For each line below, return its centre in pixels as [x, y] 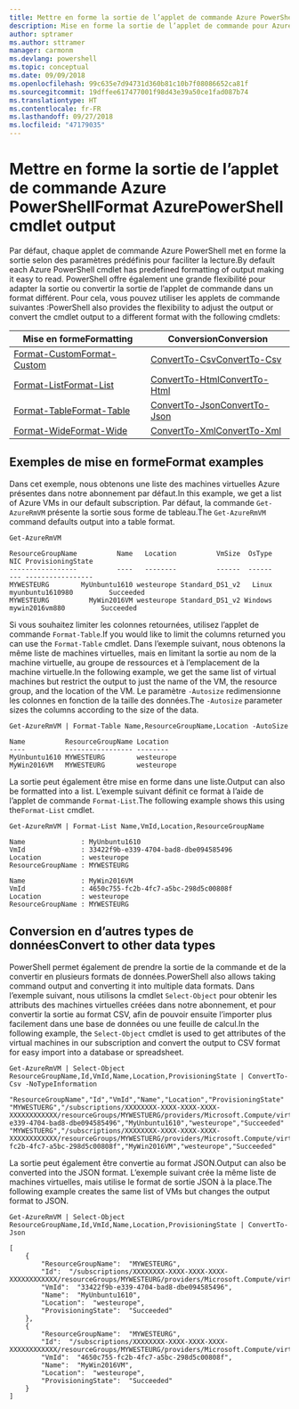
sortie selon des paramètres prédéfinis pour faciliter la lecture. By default [142, 260]
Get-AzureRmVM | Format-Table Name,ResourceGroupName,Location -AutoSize [149, 726]
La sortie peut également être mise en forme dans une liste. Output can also [147, 781]
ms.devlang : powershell [53, 59]
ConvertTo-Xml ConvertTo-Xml [216, 430]
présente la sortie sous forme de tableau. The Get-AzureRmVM [157, 512]
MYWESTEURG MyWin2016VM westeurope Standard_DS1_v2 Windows [141, 600]
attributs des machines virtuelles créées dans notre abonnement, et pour [143, 1005]
